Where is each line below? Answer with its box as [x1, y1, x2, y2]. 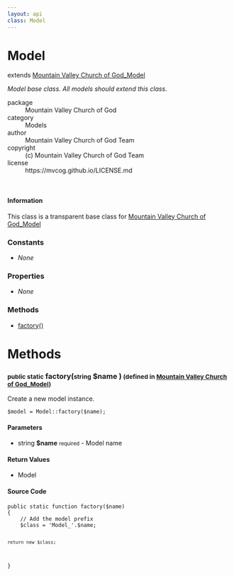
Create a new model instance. [7, 394, 95, 403]
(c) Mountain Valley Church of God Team [25, 151, 145, 160]
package [7, 99, 33, 107]
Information [7, 196, 43, 205]
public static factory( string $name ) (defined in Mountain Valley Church [7, 371, 228, 381]
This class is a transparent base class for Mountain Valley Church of [7, 212, 206, 221]
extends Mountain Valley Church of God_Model [7, 71, 145, 79]
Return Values [7, 455, 50, 463]
